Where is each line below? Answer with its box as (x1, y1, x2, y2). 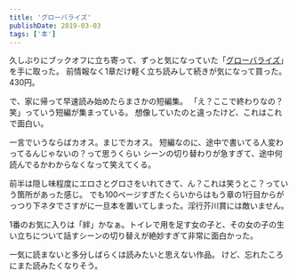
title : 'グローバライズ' (9, 12, 92, 22)
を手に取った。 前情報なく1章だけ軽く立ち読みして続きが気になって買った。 (9, 66, 287, 76)
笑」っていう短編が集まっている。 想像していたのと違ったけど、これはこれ (9, 108, 283, 118)
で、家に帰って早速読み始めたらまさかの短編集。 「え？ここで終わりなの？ (9, 96, 284, 107)
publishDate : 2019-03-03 (9, 21, 101, 30)
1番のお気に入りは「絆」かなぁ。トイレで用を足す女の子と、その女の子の (9, 219, 277, 230)
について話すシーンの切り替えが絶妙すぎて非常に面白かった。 (32, 230, 258, 241)
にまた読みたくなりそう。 (9, 260, 103, 271)
